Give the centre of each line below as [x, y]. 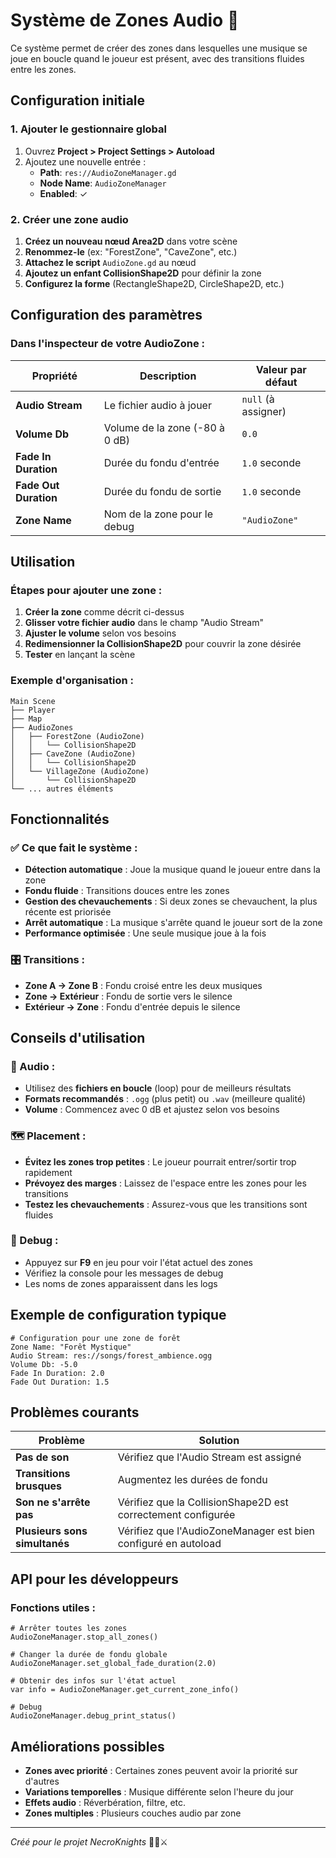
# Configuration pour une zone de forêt [96, 1338]
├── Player [33, 710]
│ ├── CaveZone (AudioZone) [73, 754]
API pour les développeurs [94, 1579]
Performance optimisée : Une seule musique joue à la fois [145, 933]
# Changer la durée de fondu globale [89, 1655]
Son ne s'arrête [53, 1502]
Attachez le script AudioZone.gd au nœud [110, 262]
